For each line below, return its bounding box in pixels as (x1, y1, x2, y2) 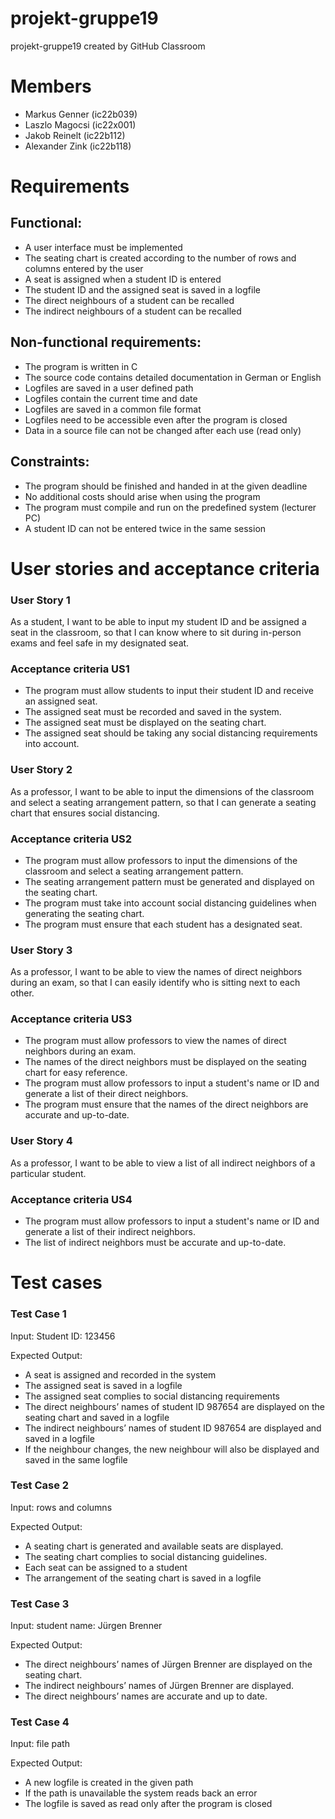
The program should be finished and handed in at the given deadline (24, 480, 308, 492)
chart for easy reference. (24, 1067, 128, 1079)
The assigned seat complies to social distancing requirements (24, 1390, 280, 1402)
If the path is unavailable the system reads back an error (24, 1787, 258, 1799)
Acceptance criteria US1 (10, 662, 130, 676)
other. (10, 987, 35, 999)
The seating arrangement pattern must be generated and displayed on (24, 875, 315, 887)
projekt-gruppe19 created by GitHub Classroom (10, 40, 206, 52)
